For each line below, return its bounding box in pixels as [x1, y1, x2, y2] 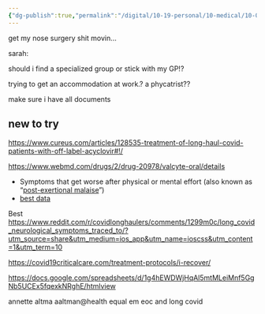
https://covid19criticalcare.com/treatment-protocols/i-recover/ [8, 258, 211, 267]
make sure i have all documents [8, 94, 111, 103]
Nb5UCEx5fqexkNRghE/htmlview [8, 282, 116, 291]
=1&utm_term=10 [8, 242, 63, 252]
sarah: [8, 48, 29, 58]
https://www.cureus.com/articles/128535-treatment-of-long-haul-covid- [8, 138, 244, 148]
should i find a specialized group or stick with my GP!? [8, 64, 185, 73]
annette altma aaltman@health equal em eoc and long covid [8, 297, 203, 306]
